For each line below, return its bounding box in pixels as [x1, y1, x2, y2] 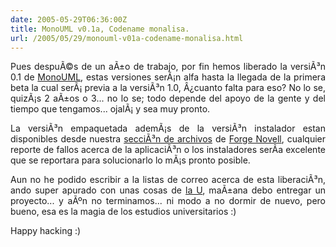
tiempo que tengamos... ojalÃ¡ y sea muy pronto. [10, 103, 211, 115]
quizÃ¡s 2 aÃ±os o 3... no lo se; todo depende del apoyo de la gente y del [10, 92, 326, 105]
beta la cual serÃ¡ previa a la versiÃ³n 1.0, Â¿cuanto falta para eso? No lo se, [10, 82, 326, 94]
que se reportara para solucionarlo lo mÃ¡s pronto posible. [10, 154, 251, 166]
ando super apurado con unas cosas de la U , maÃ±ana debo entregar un [10, 184, 326, 196]
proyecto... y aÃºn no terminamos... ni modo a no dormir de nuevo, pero [10, 195, 326, 207]
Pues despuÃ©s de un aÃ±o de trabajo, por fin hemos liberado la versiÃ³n [10, 61, 326, 73]
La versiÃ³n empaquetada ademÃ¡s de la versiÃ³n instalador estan [10, 122, 326, 135]
